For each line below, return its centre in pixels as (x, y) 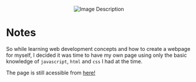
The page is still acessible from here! (51, 73)
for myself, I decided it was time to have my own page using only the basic (97, 55)
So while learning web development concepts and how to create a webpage (98, 49)
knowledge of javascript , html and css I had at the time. (74, 61)
